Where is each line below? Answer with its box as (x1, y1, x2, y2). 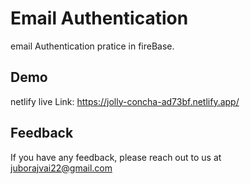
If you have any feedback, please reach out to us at (10, 151, 222, 163)
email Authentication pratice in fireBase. (10, 40, 175, 52)
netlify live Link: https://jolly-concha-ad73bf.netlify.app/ (10, 95, 240, 107)
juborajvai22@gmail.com (10, 162, 113, 174)
